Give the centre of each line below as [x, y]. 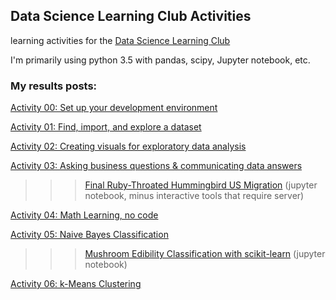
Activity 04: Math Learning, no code [84, 215]
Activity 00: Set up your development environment [114, 108]
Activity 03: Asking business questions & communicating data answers [156, 166]
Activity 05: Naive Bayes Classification [89, 235]
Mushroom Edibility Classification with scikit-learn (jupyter [205, 254]
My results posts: [54, 86]
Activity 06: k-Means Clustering [76, 284]
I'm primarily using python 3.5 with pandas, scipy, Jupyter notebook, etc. [160, 60]
